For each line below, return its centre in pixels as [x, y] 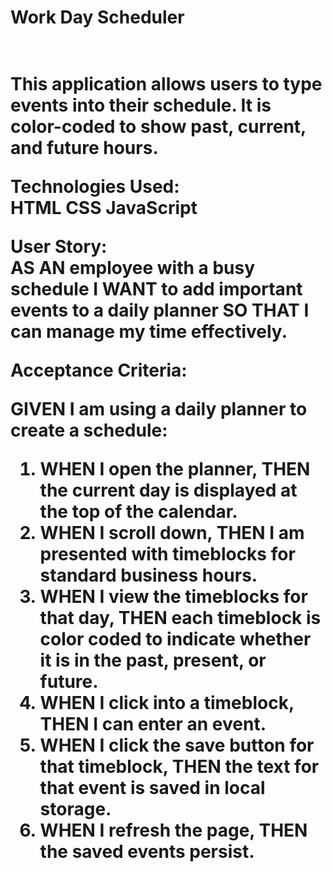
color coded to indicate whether [175, 639]
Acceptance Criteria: [99, 370]
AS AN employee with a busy [133, 268]
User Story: [59, 247]
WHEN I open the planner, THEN [175, 469]
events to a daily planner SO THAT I [160, 310]
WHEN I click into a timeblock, [167, 703]
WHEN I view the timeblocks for [173, 597]
